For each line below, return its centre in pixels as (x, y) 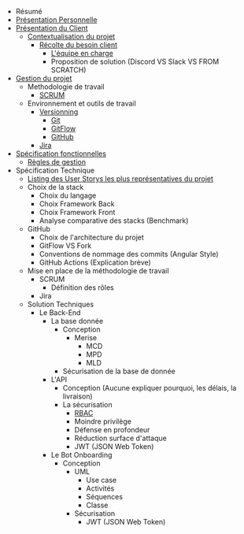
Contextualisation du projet (71, 36)
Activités (100, 488)
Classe (97, 505)
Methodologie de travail (66, 87)
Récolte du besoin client (78, 45)
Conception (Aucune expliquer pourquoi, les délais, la (150, 388)
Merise (85, 337)
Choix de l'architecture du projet (91, 237)
